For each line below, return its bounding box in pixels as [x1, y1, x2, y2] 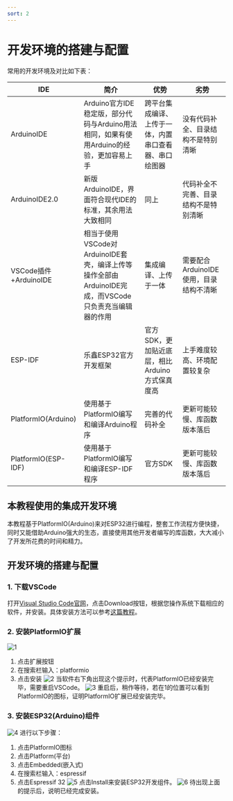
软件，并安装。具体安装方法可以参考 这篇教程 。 [7, 608, 141, 616]
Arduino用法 [97, 119, 137, 129]
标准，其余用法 [83, 205, 133, 215]
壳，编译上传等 [83, 260, 133, 270]
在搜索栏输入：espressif [17, 769, 87, 777]
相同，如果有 [83, 129, 126, 139]
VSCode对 [83, 239, 118, 249]
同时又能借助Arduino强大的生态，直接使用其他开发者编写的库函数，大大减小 [7, 529, 224, 537]
